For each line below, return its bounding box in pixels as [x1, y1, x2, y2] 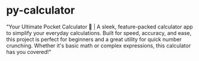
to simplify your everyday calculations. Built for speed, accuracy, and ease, [6, 29, 192, 36]
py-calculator [6, 4, 75, 17]
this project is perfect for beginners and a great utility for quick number [6, 36, 182, 43]
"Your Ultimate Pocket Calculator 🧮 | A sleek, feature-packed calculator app [6, 23, 193, 30]
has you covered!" [6, 48, 52, 55]
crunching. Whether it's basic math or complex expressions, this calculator [6, 42, 191, 49]
